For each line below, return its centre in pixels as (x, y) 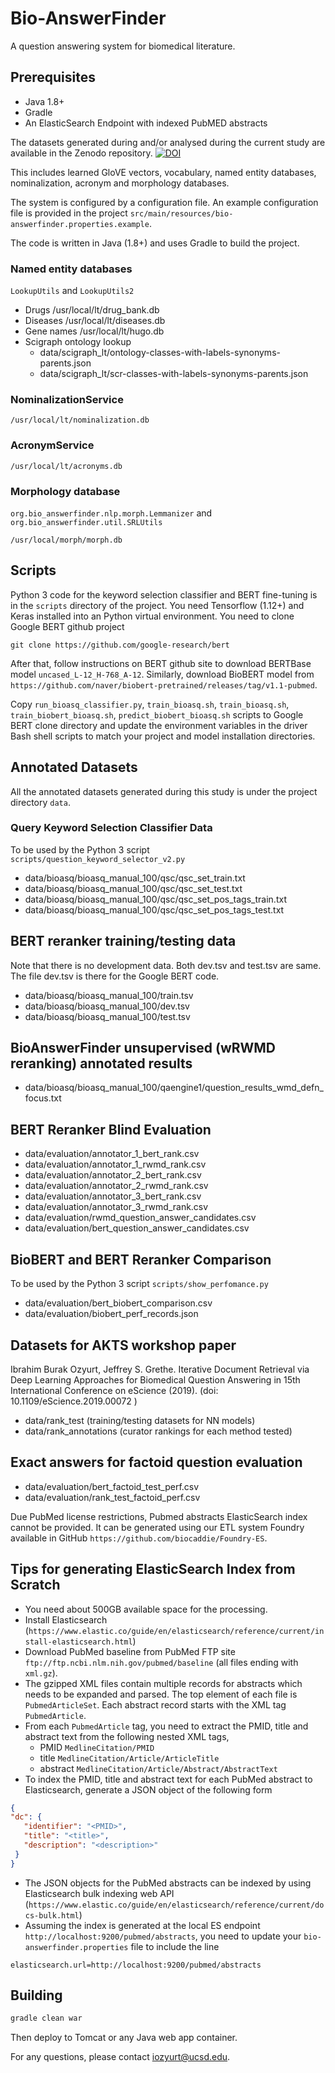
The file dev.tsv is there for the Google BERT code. (115, 976)
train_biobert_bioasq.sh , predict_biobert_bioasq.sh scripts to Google (157, 714)
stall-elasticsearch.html (78, 1642)
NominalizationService (67, 399)
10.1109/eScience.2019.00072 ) (74, 1401)
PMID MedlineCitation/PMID (97, 1747)
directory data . (40, 802)
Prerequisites (53, 77)
